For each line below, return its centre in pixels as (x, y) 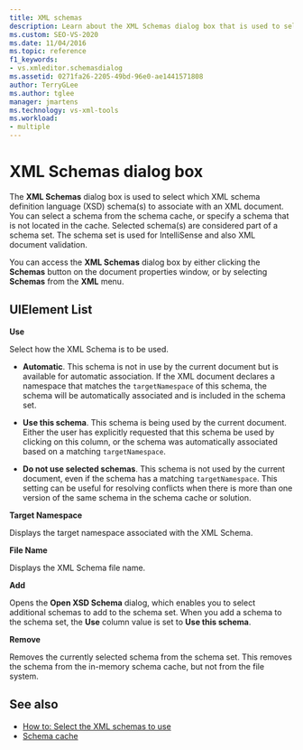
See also (34, 704)
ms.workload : (34, 118)
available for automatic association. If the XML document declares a (148, 376)
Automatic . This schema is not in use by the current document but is (151, 366)
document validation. (49, 244)
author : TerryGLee (44, 85)
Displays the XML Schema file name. (78, 567)
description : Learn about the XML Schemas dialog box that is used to (145, 26)
